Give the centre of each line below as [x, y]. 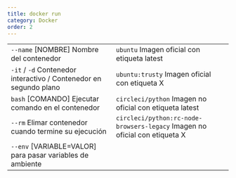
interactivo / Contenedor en [56, 79]
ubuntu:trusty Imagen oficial [163, 75]
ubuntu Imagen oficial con [158, 50]
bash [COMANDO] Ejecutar [55, 99]
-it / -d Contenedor [44, 70]
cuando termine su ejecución [59, 132]
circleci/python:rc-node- [159, 118]
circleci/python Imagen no [161, 99]
